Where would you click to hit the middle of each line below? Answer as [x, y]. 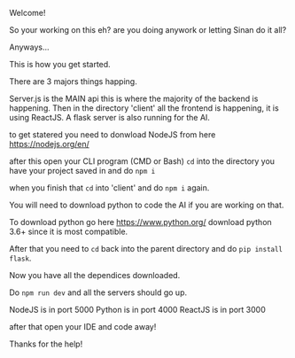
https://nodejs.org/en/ [50, 144]
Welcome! [27, 13]
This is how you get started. [60, 64]
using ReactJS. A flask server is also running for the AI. [110, 117]
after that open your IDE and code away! [83, 327]
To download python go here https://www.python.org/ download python [140, 222]
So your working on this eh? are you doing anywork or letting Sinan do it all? [148, 30]
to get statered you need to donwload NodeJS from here [113, 135]
